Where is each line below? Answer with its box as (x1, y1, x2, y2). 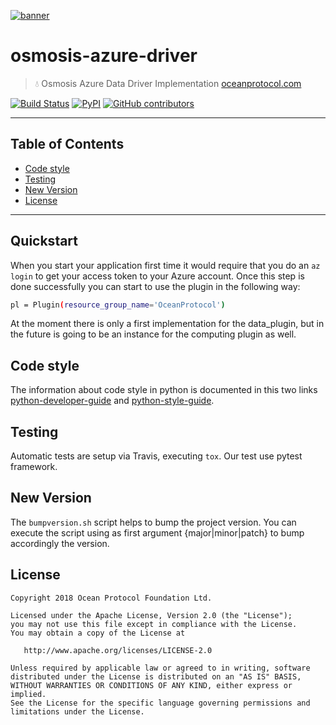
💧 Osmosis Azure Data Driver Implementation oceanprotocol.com (34, 77, 302, 89)
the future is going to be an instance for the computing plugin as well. (10, 328, 297, 340)
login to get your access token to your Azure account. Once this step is (10, 270, 305, 282)
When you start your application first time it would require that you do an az (10, 259, 321, 271)
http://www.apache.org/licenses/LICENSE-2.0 (23, 645, 213, 655)
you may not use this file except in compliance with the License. (10, 619, 298, 629)
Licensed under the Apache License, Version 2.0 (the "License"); (10, 610, 293, 620)
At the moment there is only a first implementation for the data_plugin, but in (10, 318, 325, 330)
